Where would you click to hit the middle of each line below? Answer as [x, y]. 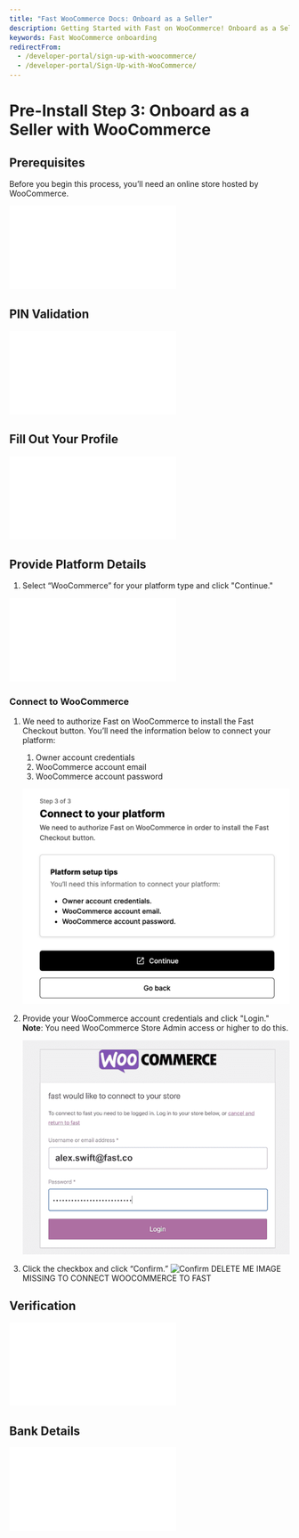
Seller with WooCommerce [110, 130]
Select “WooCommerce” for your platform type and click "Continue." [148, 586]
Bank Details [45, 1431]
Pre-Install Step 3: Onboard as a [129, 111]
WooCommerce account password [99, 776]
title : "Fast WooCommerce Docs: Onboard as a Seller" [111, 19]
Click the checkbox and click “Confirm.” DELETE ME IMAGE [152, 1268]
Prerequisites [47, 162]
